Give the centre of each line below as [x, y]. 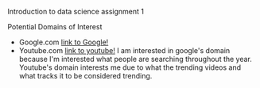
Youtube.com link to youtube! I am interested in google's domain [124, 50]
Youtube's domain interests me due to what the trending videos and [130, 67]
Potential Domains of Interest [55, 27]
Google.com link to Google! [64, 42]
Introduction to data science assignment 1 [76, 11]
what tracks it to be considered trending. [85, 76]
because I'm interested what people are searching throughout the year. [135, 59]
